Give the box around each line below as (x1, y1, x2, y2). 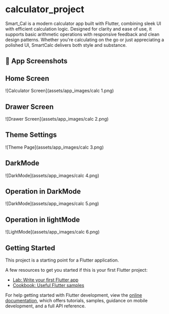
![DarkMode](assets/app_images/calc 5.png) (5, 201, 99, 207)
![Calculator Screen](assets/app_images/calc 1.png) (5, 88, 114, 94)
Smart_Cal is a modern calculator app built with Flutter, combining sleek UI (5, 20, 161, 26)
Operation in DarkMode (5, 187, 81, 195)
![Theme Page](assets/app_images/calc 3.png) (5, 144, 104, 150)
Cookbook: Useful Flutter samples (12, 282, 84, 289)
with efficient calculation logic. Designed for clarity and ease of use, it (5, 25, 152, 32)
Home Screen (5, 74, 49, 82)
